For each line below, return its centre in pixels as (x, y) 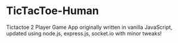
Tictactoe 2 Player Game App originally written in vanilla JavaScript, (89, 27)
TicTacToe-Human (53, 11)
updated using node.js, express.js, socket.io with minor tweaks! (84, 33)
